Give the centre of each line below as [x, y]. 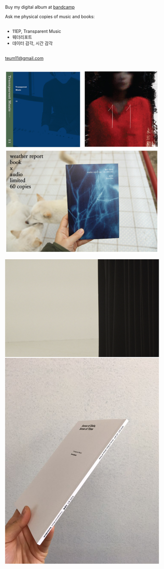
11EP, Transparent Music [37, 31]
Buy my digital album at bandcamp [40, 7]
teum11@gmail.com [24, 58]
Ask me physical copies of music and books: [50, 16]
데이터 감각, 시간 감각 [32, 43]
